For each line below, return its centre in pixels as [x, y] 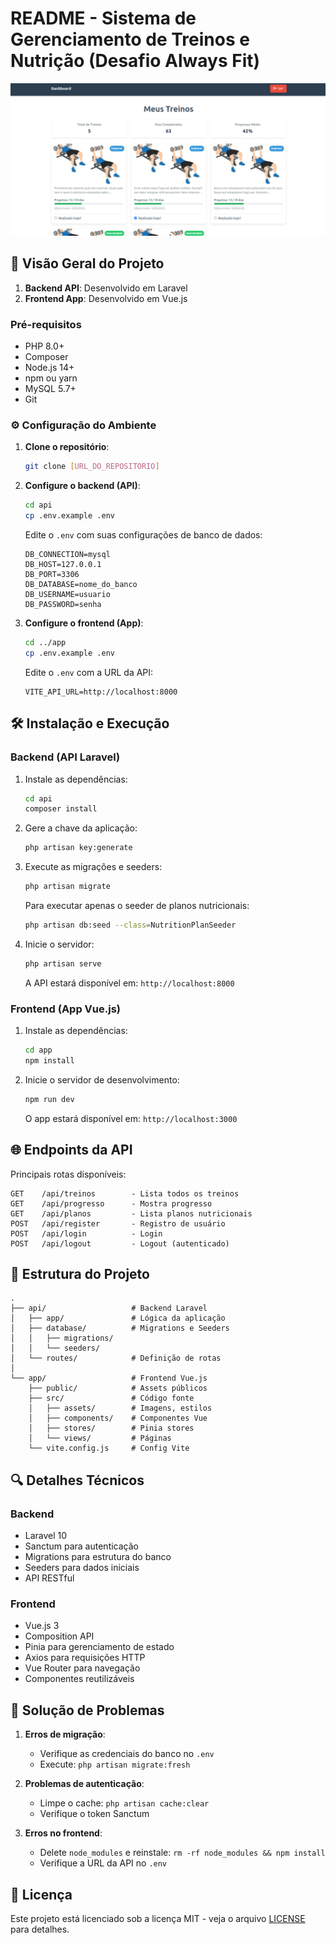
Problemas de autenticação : [84, 1784]
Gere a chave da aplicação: [81, 828]
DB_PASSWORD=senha [63, 605]
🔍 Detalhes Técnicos [77, 1480]
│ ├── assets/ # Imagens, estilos [120, 1408]
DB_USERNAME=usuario [67, 595]
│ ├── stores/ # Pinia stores [111, 1428]
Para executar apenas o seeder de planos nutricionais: [137, 906]
